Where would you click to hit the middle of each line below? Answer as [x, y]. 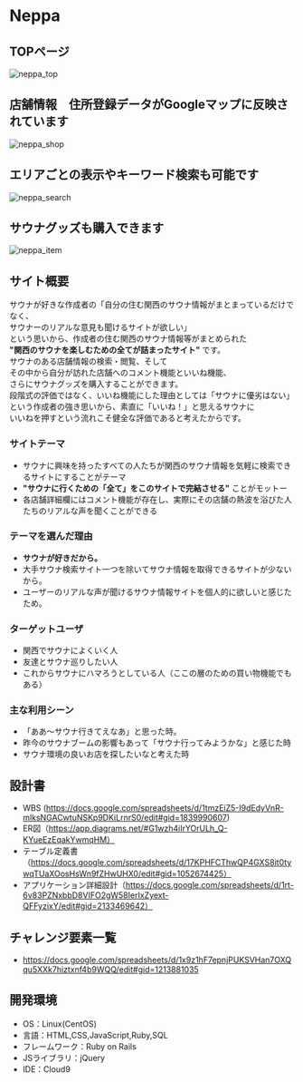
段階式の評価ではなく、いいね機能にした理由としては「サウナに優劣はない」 [152, 395]
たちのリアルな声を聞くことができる [90, 511]
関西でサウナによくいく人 [70, 650]
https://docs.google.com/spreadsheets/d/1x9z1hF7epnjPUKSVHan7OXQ [157, 960]
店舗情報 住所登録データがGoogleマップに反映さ [149, 105]
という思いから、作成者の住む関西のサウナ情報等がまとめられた [128, 339]
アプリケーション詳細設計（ [74, 885]
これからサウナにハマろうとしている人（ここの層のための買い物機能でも [157, 673]
